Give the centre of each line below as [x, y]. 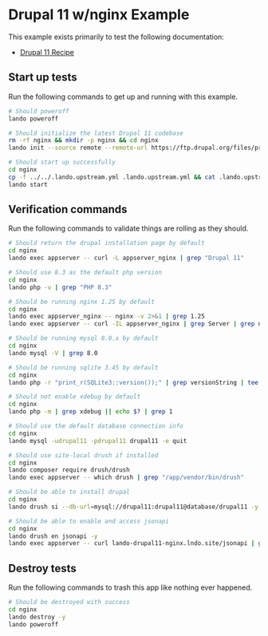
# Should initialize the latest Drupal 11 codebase [96, 133]
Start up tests [43, 77]
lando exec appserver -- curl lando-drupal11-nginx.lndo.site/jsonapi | [132, 543]
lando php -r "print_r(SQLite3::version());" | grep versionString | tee [134, 382]
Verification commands [68, 209]
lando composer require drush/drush [69, 470]
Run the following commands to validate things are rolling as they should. [128, 228]
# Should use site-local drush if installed [83, 455]
